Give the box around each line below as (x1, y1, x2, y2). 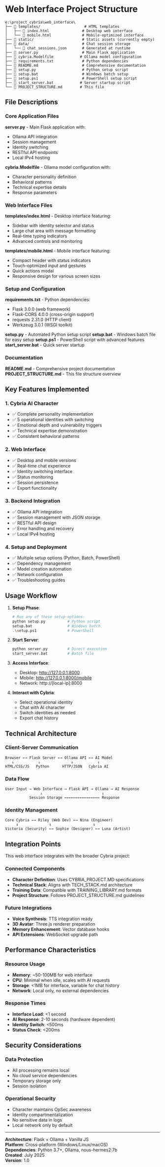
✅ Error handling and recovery (12, 525, 74, 531)
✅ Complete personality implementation (12, 411, 93, 417)
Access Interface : (12, 660, 50, 666)
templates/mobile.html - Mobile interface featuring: (5, 248, 111, 254)
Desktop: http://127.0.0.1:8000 (19, 670, 80, 676)
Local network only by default (12, 1122, 73, 1128)
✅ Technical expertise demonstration (12, 428, 87, 434)
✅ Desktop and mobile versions (12, 457, 76, 463)
